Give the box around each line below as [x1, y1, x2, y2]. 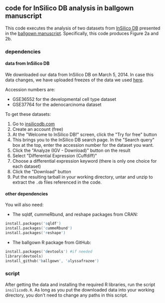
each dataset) [12, 163, 41, 169]
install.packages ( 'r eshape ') [5, 230, 66, 235]
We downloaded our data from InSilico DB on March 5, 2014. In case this [5, 71, 154, 77]
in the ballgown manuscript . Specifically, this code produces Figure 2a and [5, 30, 159, 36]
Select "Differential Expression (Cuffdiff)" [12, 152, 97, 159]
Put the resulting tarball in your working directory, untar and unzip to [12, 174, 153, 180]
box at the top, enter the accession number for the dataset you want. [12, 142, 154, 148]
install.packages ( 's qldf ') [5, 221, 61, 226]
